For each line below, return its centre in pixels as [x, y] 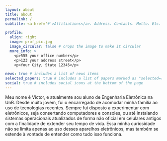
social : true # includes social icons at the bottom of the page [74, 83]
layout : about [20, 10]
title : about [19, 14]
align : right [23, 37]
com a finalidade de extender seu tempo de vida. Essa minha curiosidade [80, 123]
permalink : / [19, 19]
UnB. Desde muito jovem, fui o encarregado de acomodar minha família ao [82, 102]
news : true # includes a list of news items [52, 74]
